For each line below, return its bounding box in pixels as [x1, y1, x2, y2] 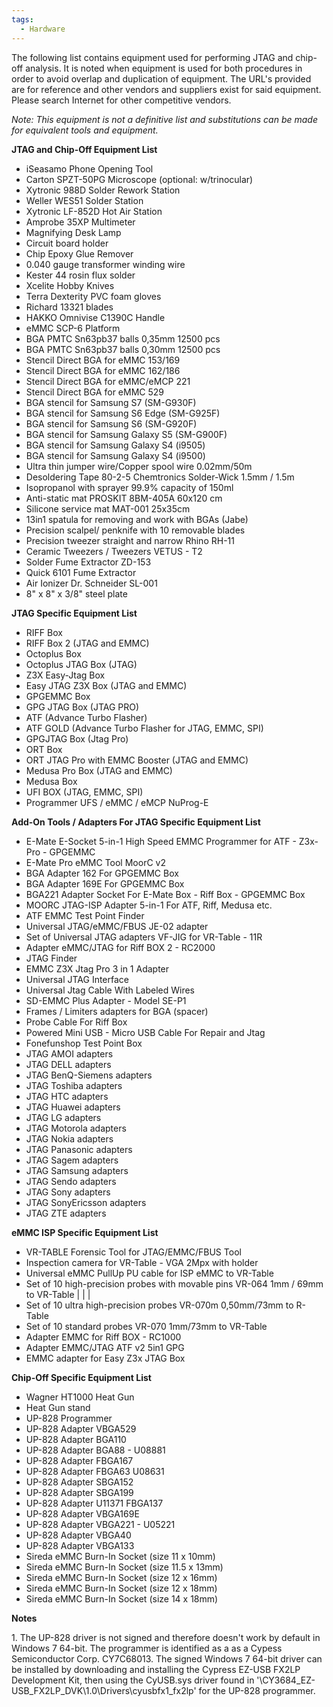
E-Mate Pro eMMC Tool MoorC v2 [25, 856, 166, 868]
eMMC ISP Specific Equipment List [11, 1226, 159, 1238]
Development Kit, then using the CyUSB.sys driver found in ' [11, 1674, 260, 1686]
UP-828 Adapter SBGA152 [25, 1476, 134, 1488]
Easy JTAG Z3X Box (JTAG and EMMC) [25, 679, 188, 691]
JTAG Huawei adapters [25, 1101, 121, 1113]
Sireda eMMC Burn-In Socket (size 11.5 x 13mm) [25, 1561, 224, 1573]
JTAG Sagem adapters [25, 1154, 119, 1166]
